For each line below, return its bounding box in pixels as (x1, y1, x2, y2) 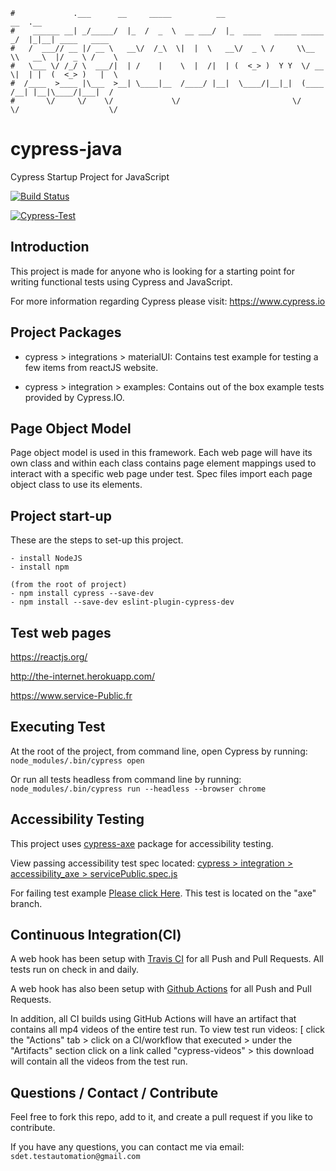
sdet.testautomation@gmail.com (10, 1152, 141, 1162)
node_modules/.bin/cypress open (10, 755, 145, 766)
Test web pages (10, 624, 112, 641)
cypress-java (10, 138, 123, 161)
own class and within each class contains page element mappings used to (10, 457, 317, 469)
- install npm (10, 562, 70, 573)
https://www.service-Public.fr (10, 690, 133, 701)
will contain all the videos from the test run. (10, 1055, 188, 1068)
